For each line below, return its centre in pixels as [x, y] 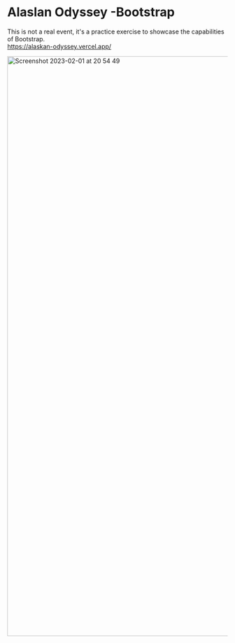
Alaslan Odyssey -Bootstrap [91, 12]
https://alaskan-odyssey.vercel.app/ [59, 46]
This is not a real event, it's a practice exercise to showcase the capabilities [116, 31]
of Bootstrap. [26, 38]
